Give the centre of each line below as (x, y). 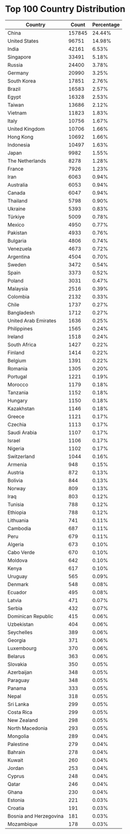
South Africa (22, 344)
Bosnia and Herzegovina (36, 816)
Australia (18, 184)
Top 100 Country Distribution (65, 9)
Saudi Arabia (22, 432)
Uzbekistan (21, 624)
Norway (17, 488)
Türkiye (16, 216)
